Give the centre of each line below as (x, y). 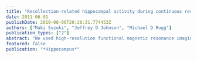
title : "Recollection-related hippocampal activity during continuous (94, 11)
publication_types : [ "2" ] (38, 33)
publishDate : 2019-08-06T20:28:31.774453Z (59, 22)
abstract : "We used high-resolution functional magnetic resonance (90, 38)
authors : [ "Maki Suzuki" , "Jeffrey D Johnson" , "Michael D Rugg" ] (89, 28)
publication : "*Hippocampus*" (43, 49)
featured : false (26, 44)
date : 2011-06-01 (27, 17)
